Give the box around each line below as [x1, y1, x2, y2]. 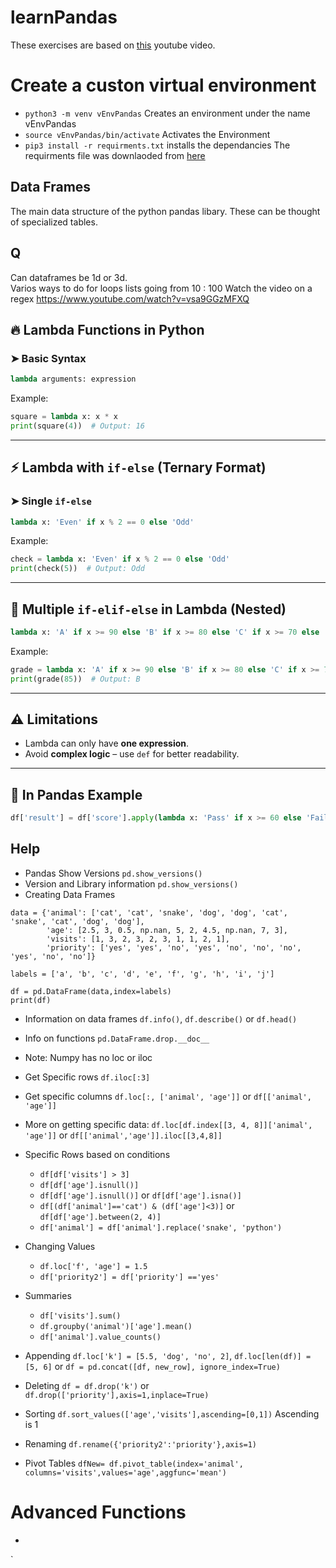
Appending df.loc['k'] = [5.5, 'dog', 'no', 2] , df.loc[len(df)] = [24, 1349, 312, 1361]
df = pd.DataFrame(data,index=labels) [10, 986, 172, 996]
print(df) [10, 995, 52, 1005]
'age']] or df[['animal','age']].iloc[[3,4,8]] [24, 1129, 223, 1141]
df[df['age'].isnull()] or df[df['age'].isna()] [39, 1189, 242, 1201]
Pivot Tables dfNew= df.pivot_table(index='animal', [24, 1457, 244, 1469]
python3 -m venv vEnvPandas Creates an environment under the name [24, 107, 311, 119]
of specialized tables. [10, 216, 98, 228]
